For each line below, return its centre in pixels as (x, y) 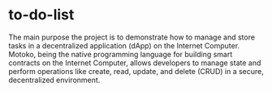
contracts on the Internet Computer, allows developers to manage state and (135, 63)
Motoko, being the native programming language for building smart (121, 54)
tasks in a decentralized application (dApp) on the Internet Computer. (124, 45)
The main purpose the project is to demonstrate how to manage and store (132, 37)
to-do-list (41, 15)
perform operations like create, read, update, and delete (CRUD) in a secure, (136, 71)
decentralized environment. (54, 80)
